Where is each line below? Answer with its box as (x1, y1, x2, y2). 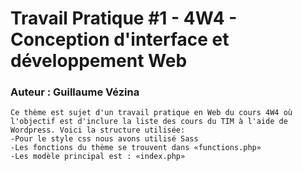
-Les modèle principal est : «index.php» (10, 152, 186, 162)
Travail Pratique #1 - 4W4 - (10, 7, 238, 30)
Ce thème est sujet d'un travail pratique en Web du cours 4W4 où (10, 108, 293, 118)
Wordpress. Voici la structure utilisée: (10, 125, 186, 136)
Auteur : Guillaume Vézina (10, 85, 140, 99)
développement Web (10, 50, 188, 72)
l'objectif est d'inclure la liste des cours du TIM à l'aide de (10, 117, 288, 127)
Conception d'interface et (10, 28, 230, 51)
